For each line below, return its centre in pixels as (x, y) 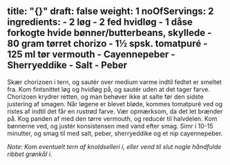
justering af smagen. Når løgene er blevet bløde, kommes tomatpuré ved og (115, 104)
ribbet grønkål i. (30, 154)
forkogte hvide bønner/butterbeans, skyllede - (109, 33)
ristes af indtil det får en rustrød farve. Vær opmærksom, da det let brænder (115, 111)
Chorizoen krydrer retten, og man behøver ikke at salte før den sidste (105, 97)
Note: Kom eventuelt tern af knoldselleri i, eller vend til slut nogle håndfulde (114, 146)
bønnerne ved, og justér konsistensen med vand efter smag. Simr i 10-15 (110, 126)
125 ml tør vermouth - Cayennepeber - (91, 55)
